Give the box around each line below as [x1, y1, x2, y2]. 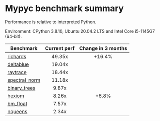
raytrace [7, 69, 27, 76]
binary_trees [7, 84, 35, 91]
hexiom [7, 92, 24, 99]
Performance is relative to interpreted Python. [5, 19, 96, 25]
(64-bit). [5, 33, 22, 39]
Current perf [45, 45, 75, 51]
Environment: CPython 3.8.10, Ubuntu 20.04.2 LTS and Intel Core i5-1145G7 [5, 28, 155, 34]
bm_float [7, 100, 28, 107]
